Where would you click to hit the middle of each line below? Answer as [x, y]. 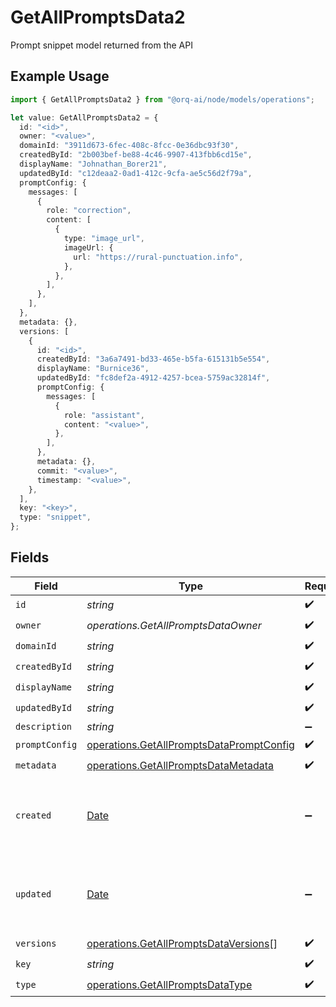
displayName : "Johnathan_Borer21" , [93, 164]
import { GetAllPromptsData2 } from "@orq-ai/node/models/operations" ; [162, 99]
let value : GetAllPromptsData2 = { [84, 117]
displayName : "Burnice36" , [93, 369]
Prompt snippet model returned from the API [101, 45]
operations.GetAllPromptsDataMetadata [180, 766]
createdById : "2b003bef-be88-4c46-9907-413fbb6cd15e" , [136, 155]
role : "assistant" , [104, 415]
